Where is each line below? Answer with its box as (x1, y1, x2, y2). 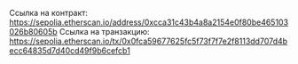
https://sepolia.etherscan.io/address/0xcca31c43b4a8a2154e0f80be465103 (9, 17, 289, 28)
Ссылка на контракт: (9, 8, 89, 18)
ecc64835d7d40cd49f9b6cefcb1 (9, 45, 130, 56)
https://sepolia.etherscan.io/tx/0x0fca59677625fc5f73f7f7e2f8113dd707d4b (9, 36, 288, 46)
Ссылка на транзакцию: (59, 27, 150, 36)
